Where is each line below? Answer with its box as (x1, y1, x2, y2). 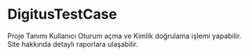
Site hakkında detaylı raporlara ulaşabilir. (7, 39, 139, 48)
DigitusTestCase (7, 5, 117, 23)
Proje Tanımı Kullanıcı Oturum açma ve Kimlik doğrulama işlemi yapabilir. (7, 31, 242, 40)
